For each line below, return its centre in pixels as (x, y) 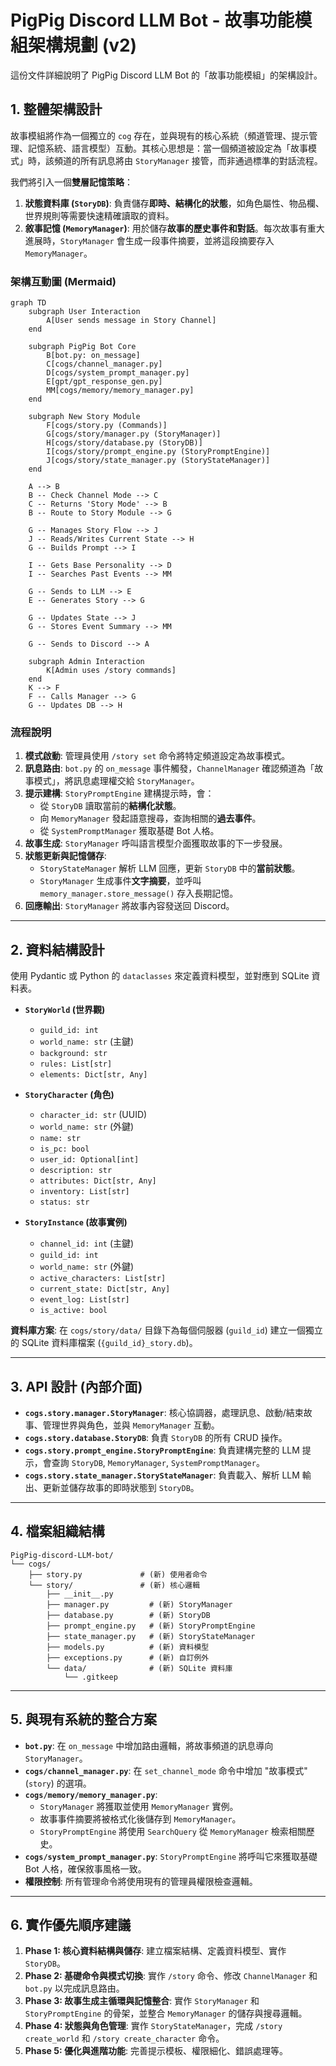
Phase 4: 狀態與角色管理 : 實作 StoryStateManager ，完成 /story (153, 2026)
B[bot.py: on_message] (93, 356)
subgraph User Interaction (84, 312)
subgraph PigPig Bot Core (82, 347)
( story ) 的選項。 (58, 1783)
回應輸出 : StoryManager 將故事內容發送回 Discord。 (129, 906)
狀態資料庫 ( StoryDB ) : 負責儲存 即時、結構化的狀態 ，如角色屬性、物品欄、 (174, 203)
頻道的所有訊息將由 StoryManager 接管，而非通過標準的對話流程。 (188, 160)
